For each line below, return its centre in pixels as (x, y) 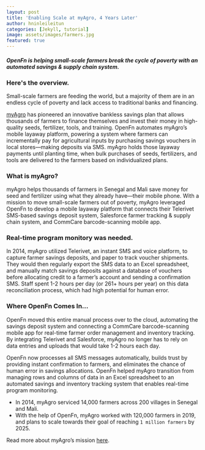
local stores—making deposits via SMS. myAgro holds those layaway (93, 147)
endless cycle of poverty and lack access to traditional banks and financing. (102, 103)
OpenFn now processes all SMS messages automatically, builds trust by (97, 357)
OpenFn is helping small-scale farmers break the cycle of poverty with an (102, 60)
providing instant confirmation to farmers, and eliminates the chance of (96, 364)
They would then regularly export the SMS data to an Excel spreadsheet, (98, 264)
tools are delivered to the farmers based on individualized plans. (87, 160)
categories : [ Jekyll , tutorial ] (47, 29)
